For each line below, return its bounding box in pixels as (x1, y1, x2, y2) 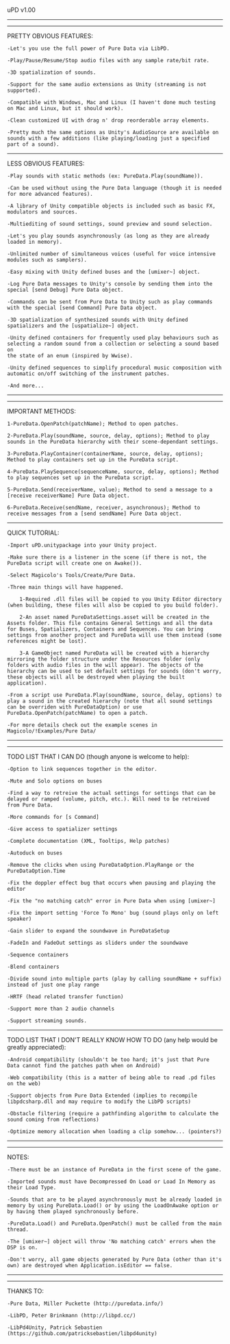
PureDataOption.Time (7, 867, 66, 874)
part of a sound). (7, 141, 60, 148)
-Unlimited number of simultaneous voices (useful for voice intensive (7, 251, 216, 257)
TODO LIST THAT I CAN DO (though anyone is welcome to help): (7, 752, 190, 761)
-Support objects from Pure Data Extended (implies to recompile (7, 1092, 197, 1099)
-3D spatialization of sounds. (7, 69, 97, 76)
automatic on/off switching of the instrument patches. (7, 370, 170, 377)
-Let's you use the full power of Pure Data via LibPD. (7, 45, 170, 52)
